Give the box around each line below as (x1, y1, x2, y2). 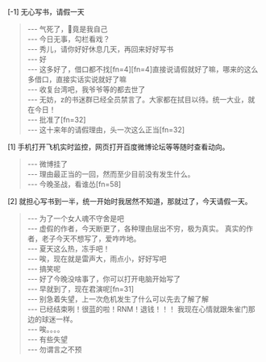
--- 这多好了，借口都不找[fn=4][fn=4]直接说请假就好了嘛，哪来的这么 (27, 64, 259, 74)
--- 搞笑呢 (27, 264, 61, 273)
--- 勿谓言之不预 (27, 345, 82, 354)
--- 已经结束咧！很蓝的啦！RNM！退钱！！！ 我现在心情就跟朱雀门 (27, 305, 249, 314)
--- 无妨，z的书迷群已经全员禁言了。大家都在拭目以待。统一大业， (27, 95, 248, 104)
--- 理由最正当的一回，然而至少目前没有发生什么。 (27, 169, 195, 179)
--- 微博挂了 (27, 160, 69, 169)
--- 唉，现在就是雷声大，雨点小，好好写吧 (27, 254, 167, 264)
